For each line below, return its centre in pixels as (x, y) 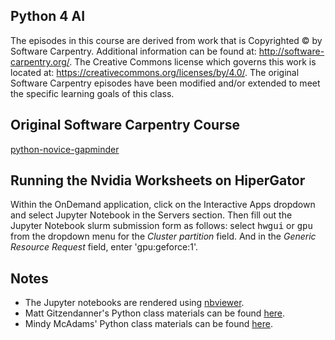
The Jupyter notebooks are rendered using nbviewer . (134, 303)
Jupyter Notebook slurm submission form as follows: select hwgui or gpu (161, 226)
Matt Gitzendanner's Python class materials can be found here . (155, 313)
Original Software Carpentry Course (125, 125)
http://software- (291, 51)
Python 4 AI (48, 16)
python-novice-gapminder (65, 149)
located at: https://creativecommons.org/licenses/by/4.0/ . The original (155, 72)
